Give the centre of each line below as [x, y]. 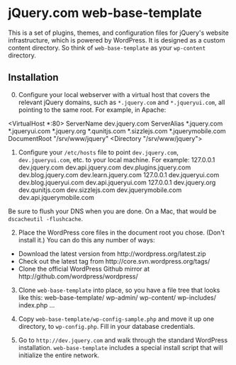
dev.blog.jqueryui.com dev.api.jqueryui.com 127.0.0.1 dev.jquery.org [117, 182]
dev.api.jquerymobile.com [56, 197]
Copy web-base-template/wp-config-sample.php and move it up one [116, 319]
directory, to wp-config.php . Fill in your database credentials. [107, 326]
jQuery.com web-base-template [105, 13]
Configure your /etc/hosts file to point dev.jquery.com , [99, 152]
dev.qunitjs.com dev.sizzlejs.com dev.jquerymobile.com [100, 190]
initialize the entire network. [59, 355]
